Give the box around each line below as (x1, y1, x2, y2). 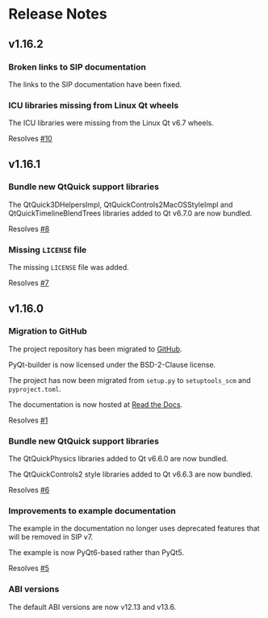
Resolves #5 (8, 563, 50, 574)
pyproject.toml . (8, 384, 62, 393)
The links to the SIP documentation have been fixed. (8, 79, 182, 89)
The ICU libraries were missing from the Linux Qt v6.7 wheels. (8, 118, 214, 128)
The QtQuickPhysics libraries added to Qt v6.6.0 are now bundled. (8, 454, 228, 464)
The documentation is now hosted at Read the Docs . (8, 399, 183, 409)
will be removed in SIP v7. (8, 532, 94, 542)
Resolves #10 (8, 134, 52, 144)
